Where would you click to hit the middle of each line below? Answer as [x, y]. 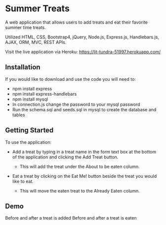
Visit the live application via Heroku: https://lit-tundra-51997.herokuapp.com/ [83, 52]
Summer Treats [38, 9]
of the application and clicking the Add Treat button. [65, 157]
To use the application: [28, 142]
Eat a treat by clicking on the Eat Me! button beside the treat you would [84, 176]
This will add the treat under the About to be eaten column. [80, 166]
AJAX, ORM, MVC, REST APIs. [36, 42]
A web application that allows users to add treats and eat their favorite [77, 22]
